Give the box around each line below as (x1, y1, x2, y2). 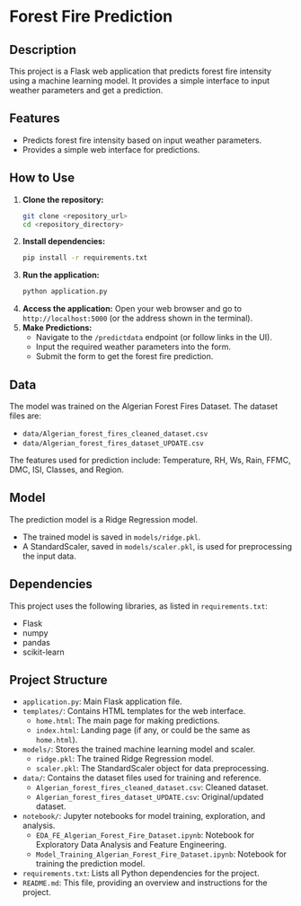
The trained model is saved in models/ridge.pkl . (22, 532, 201, 542)
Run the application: (22, 269, 101, 280)
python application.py (22, 287, 108, 296)
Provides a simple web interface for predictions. (22, 144, 200, 154)
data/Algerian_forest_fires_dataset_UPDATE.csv (22, 438, 204, 448)
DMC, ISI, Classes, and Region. (9, 464, 124, 475)
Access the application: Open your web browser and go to (22, 303, 243, 314)
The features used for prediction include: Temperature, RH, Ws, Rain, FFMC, (9, 454, 291, 465)
